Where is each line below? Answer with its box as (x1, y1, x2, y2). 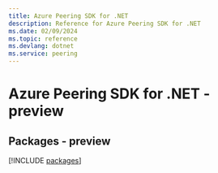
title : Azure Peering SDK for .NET (8, 11, 129, 20)
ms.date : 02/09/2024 (8, 27, 79, 35)
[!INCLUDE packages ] (8, 156, 82, 165)
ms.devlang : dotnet (8, 42, 75, 50)
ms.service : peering (8, 50, 79, 58)
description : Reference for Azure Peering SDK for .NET (8, 19, 201, 28)
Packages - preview (8, 134, 111, 148)
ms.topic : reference (8, 34, 79, 43)
